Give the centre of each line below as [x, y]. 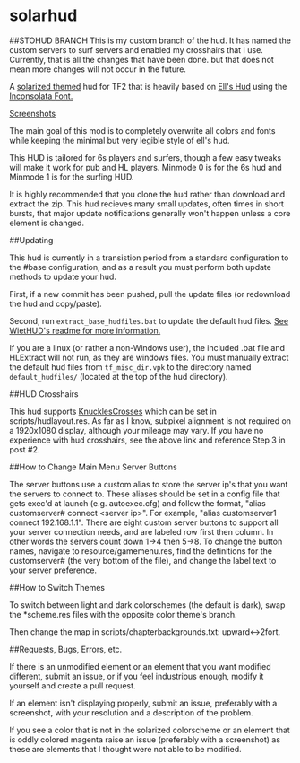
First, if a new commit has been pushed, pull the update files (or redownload [150, 294]
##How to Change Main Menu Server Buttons [93, 467]
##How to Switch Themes [57, 587]
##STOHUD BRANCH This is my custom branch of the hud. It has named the [150, 40]
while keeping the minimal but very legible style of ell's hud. [120, 140]
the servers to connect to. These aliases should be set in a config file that [145, 494]
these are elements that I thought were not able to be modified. [125, 749]
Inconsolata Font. [41, 96]
